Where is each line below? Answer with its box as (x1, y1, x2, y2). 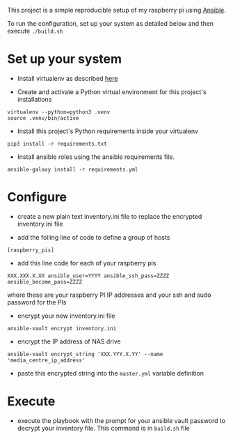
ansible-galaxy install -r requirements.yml (7, 166, 138, 173)
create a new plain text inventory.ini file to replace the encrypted (17, 212, 202, 220)
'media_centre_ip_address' (7, 357, 86, 364)
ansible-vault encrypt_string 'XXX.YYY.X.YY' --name (7, 351, 163, 357)
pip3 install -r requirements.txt (7, 140, 108, 147)
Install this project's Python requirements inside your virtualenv (17, 127, 198, 135)
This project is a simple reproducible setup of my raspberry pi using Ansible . (7, 6, 226, 14)
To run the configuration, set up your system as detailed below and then (7, 20, 214, 27)
